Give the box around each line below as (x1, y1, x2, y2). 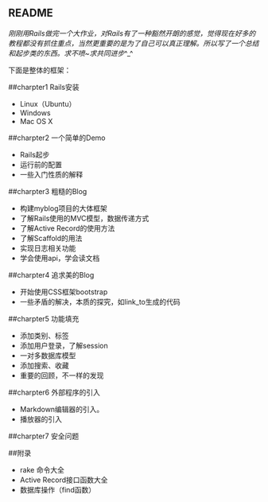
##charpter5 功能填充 (8, 313, 80, 323)
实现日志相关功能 (19, 243, 76, 253)
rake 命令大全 (19, 465, 65, 474)
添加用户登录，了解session (19, 341, 109, 350)
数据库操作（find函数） (19, 484, 96, 494)
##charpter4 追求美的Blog (8, 270, 95, 279)
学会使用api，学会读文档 (19, 253, 100, 263)
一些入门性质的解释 (19, 169, 84, 179)
